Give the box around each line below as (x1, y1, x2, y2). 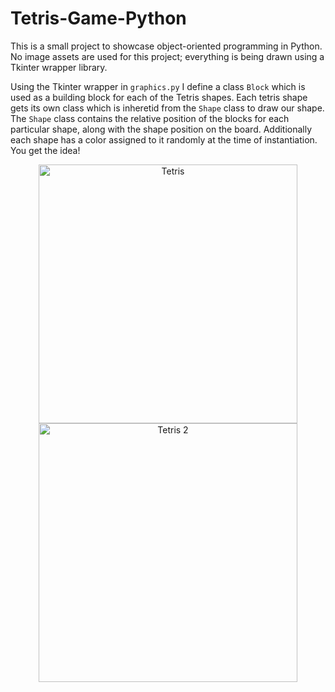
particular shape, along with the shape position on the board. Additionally (10, 123, 313, 135)
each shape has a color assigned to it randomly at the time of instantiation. (10, 133, 318, 146)
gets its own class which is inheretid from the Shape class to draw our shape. (10, 102, 325, 114)
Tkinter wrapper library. (10, 61, 108, 73)
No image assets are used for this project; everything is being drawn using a (10, 50, 325, 62)
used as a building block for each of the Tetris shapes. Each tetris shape (10, 91, 308, 103)
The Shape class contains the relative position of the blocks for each (10, 112, 290, 124)
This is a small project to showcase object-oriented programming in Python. (10, 40, 323, 52)
